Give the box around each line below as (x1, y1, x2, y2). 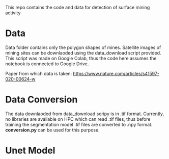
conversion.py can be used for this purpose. (5, 127, 100, 133)
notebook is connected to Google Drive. (5, 61, 89, 67)
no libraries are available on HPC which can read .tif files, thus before (5, 116, 151, 122)
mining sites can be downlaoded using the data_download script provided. (5, 49, 161, 56)
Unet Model (5, 145, 55, 156)
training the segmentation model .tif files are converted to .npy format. (5, 121, 153, 127)
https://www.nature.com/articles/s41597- (73, 70, 159, 76)
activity (5, 10, 21, 16)
